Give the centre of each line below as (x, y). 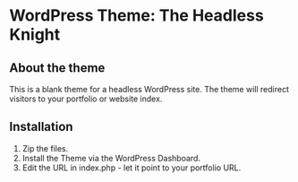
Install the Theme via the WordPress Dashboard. (111, 158)
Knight (35, 35)
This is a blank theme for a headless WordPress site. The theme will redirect (149, 89)
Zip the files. (45, 148)
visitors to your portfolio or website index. (86, 99)
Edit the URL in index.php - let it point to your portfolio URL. (132, 168)
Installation (41, 127)
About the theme (57, 68)
